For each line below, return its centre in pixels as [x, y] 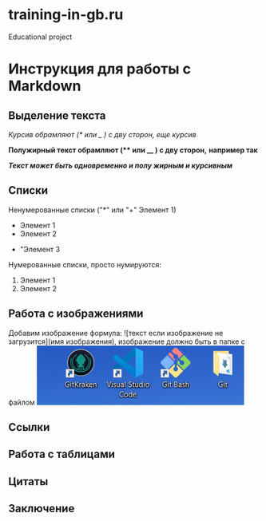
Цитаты [28, 482]
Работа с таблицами [62, 454]
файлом [22, 402]
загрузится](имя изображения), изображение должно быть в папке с [127, 341]
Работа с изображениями [76, 314]
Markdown [45, 86]
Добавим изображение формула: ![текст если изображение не [116, 333]
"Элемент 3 [40, 249]
